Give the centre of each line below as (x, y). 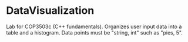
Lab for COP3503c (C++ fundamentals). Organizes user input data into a (94, 26)
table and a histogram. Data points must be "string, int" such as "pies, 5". (95, 32)
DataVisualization (50, 11)
